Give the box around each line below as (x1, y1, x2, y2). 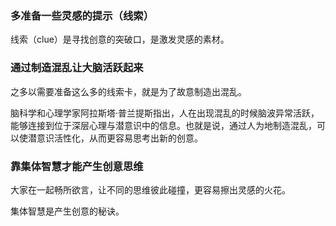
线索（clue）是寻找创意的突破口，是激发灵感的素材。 (10, 33, 230, 46)
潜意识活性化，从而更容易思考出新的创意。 (27, 132, 203, 144)
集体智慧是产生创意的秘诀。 (10, 205, 125, 217)
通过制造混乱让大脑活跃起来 (10, 61, 144, 75)
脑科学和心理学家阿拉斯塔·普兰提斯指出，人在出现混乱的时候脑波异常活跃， (10, 107, 320, 119)
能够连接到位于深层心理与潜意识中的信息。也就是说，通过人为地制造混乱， (10, 119, 317, 131)
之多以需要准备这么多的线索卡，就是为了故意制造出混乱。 (10, 85, 247, 97)
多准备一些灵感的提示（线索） (10, 8, 155, 22)
